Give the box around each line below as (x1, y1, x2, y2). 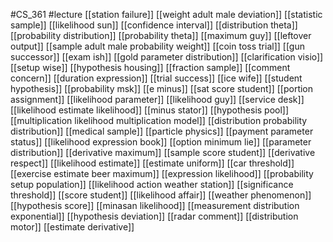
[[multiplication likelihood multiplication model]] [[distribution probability (10, 115, 308, 126)
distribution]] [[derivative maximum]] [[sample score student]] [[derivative (10, 147, 316, 158)
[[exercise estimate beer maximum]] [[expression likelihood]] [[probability (10, 168, 314, 179)
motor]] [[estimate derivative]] (10, 221, 135, 233)
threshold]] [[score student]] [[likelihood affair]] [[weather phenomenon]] (10, 189, 312, 201)
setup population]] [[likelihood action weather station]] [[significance (10, 179, 294, 190)
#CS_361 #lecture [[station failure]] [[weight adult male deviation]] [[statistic (10, 9, 323, 20)
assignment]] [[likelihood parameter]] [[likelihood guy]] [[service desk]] (10, 94, 305, 105)
